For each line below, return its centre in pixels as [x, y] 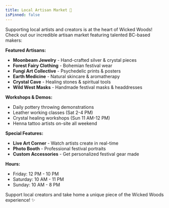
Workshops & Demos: [29, 97]
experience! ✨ [20, 200]
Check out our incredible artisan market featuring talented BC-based [78, 35]
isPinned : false [23, 15]
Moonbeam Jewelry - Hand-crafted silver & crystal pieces [75, 60]
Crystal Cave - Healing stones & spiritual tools [62, 82]
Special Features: [24, 133]
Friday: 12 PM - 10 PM [36, 174]
